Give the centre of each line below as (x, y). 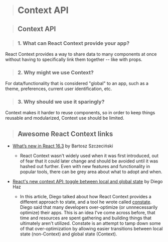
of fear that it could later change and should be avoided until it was (89, 161)
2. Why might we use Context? (55, 72)
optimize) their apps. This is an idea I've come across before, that (88, 213)
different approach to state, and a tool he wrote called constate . (86, 202)
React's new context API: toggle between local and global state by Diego (88, 182)
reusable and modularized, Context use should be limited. (65, 118)
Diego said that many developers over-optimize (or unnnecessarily (89, 207)
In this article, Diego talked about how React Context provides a (86, 197)
